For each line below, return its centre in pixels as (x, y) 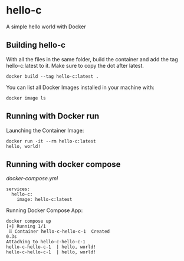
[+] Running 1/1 (26, 227)
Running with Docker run (53, 116)
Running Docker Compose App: (45, 210)
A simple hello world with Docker (46, 27)
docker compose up (29, 222)
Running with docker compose (63, 164)
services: (18, 189)
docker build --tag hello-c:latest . (52, 76)
